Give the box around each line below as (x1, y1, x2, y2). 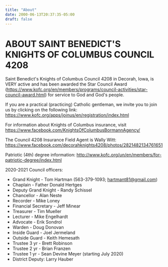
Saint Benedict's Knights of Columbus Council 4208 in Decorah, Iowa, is (5, 76, 154, 82)
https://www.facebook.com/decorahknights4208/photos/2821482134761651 (5, 142, 163, 148)
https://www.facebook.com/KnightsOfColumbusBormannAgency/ (5, 127, 140, 133)
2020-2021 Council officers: (5, 167, 63, 173)
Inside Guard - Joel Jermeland (12, 229, 75, 235)
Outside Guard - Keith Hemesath (12, 235, 80, 241)
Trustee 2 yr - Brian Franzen (12, 245, 71, 251)
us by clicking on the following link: (5, 107, 77, 113)
